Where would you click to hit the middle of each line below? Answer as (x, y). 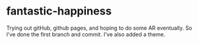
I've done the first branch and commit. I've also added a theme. (86, 34)
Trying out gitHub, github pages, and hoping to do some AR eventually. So (99, 28)
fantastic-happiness (59, 11)
